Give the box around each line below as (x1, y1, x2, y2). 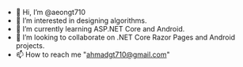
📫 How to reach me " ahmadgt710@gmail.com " (15, 50, 170, 59)
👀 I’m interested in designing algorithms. (15, 16, 147, 25)
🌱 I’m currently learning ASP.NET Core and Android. (15, 24, 185, 33)
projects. (15, 41, 45, 50)
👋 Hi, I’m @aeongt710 (15, 8, 85, 17)
